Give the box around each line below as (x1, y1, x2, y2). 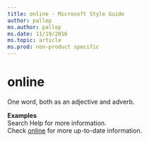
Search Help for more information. (7, 119, 107, 127)
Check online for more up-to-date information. (7, 126, 143, 135)
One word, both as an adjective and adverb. (7, 97, 135, 106)
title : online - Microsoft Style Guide (7, 10, 125, 18)
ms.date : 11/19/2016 (7, 30, 68, 38)
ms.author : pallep (7, 23, 61, 31)
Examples (7, 111, 37, 119)
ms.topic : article (7, 37, 61, 44)
